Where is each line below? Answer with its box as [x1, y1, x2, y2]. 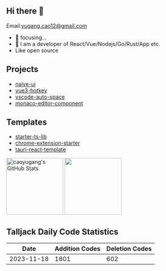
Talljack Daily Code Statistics [6, 226, 119, 237]
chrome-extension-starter [15, 140, 81, 147]
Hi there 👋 [6, 6, 44, 16]
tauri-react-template [15, 146, 67, 153]
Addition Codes [54, 244, 101, 253]
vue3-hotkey [15, 87, 47, 94]
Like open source [15, 47, 59, 54]
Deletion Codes [106, 244, 152, 253]
